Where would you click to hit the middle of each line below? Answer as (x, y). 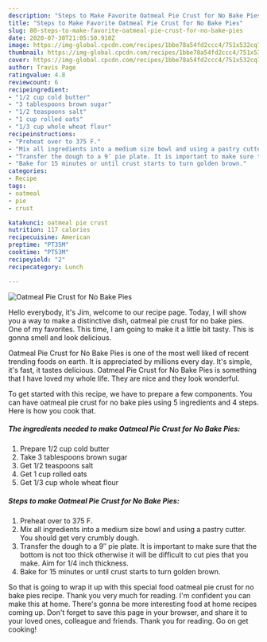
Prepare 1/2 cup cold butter (64, 449)
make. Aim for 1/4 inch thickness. (74, 563)
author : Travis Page (43, 68)
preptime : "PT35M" (39, 245)
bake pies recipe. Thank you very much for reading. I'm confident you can (130, 596)
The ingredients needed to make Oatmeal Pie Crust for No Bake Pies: (124, 429)
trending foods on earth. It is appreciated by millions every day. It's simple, (130, 361)
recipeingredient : (39, 90)
